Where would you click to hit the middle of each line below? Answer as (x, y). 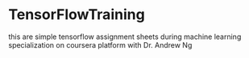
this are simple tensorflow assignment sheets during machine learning (125, 37)
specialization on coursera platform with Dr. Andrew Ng (100, 44)
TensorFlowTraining (77, 15)
